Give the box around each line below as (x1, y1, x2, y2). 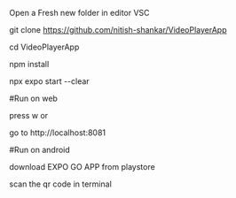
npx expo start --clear (9, 76, 90, 87)
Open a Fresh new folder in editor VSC (9, 8, 150, 18)
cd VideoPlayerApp (9, 42, 80, 52)
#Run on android (9, 145, 71, 155)
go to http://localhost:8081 (9, 127, 106, 138)
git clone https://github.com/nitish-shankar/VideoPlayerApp (9, 25, 227, 34)
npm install (9, 59, 50, 69)
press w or (9, 110, 49, 120)
